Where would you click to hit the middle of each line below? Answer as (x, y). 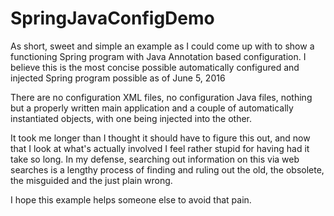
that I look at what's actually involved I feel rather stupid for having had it (160, 148)
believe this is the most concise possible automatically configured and (155, 67)
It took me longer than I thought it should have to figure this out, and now (160, 138)
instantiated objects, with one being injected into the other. (131, 118)
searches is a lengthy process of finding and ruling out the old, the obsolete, (167, 169)
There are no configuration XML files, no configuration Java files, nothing (161, 97)
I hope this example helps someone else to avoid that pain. (131, 199)
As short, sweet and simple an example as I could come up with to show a (162, 46)
